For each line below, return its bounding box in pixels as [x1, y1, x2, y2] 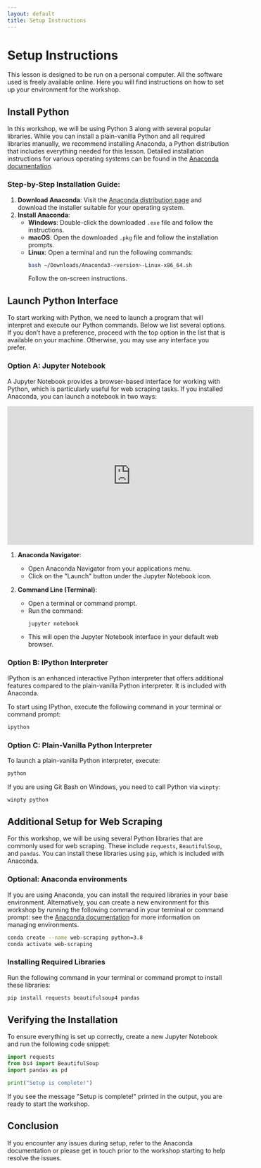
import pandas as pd [7, 1067, 68, 1074]
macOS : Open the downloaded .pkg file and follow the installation [27, 233, 219, 242]
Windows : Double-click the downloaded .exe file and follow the [27, 218, 213, 226]
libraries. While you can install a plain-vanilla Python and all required [7, 132, 205, 141]
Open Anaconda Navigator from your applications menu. [27, 564, 192, 573]
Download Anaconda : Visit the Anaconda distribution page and [17, 195, 202, 204]
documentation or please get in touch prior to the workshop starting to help [7, 1146, 226, 1155]
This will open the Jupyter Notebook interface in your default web [27, 633, 219, 641]
